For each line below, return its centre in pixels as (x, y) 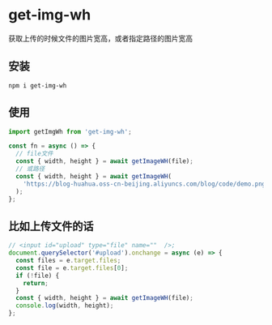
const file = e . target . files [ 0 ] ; (72, 268)
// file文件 (35, 154)
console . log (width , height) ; (65, 306)
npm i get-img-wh (38, 86)
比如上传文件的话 (51, 226)
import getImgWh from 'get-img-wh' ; (70, 131)
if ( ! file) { (38, 276)
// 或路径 (30, 169)
